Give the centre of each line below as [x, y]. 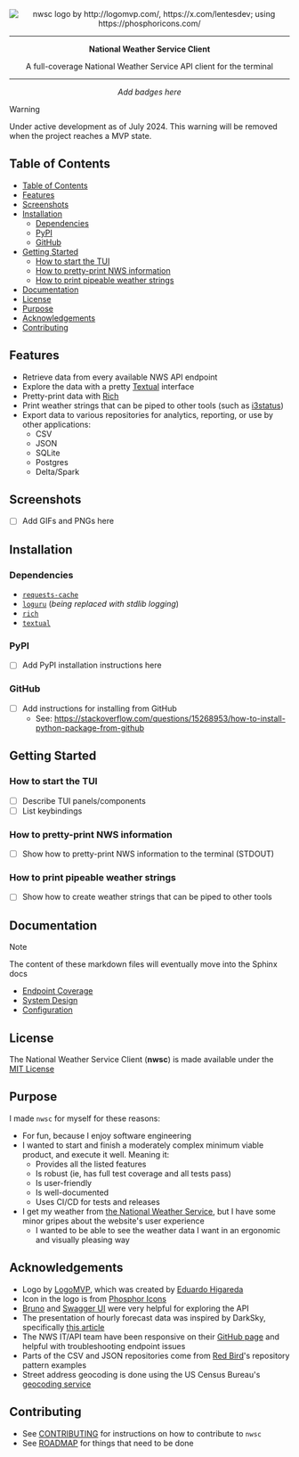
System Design [50, 1001]
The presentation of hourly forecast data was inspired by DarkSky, [144, 1317]
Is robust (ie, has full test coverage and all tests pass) [133, 1173]
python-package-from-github [90, 728]
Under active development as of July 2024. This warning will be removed [143, 127]
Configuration [47, 1010]
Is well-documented [72, 1192]
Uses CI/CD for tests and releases [97, 1201]
